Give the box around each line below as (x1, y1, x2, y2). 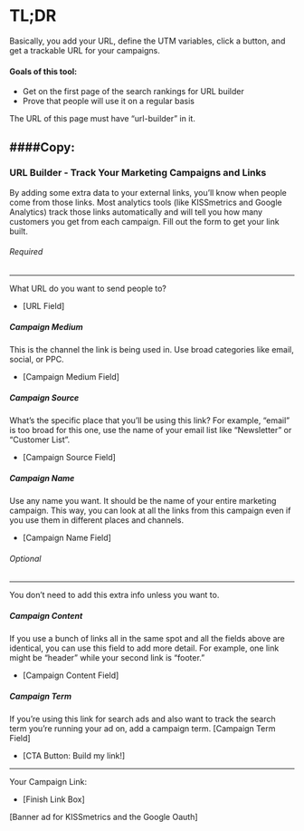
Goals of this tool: (9, 65, 78, 77)
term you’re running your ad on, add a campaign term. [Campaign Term (9, 723, 276, 734)
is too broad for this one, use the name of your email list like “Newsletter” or (9, 424, 292, 435)
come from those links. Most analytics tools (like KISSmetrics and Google (9, 197, 282, 208)
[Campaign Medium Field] (22, 372, 120, 382)
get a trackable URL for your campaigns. (9, 44, 161, 55)
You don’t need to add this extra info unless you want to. (9, 590, 220, 601)
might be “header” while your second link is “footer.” (9, 652, 205, 663)
